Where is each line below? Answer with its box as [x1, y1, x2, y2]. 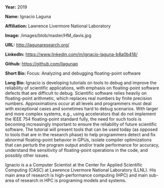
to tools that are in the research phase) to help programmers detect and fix [5, 132, 156, 137]
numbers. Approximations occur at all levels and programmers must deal [5, 101, 152, 106]
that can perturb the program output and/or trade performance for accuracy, [5, 142, 160, 148]
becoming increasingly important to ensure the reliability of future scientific [5, 122, 157, 127]
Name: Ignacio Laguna [5, 14, 51, 19]
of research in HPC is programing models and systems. [15, 178, 127, 183]
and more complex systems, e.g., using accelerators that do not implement [5, 111, 156, 117]
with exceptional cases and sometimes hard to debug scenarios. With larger [5, 106, 158, 111]
